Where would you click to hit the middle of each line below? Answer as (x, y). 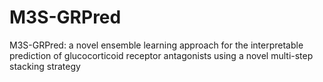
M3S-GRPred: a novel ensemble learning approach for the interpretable (156, 45)
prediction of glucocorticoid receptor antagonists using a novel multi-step (161, 55)
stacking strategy (45, 66)
